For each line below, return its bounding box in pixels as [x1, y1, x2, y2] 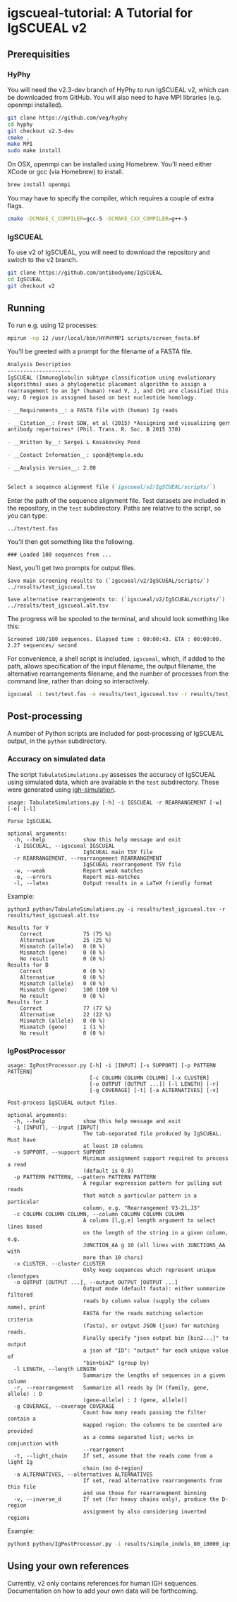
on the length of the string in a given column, [83, 1229, 229, 1237]
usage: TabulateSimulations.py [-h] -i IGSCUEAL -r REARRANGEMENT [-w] [7, 799, 222, 806]
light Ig [7, 1459, 33, 1466]
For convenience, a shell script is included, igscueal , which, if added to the [7, 654, 226, 663]
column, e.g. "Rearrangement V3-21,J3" [83, 1205, 200, 1212]
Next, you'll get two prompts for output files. [7, 563, 136, 572]
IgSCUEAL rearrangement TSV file [83, 860, 181, 868]
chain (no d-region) [83, 1465, 143, 1472]
